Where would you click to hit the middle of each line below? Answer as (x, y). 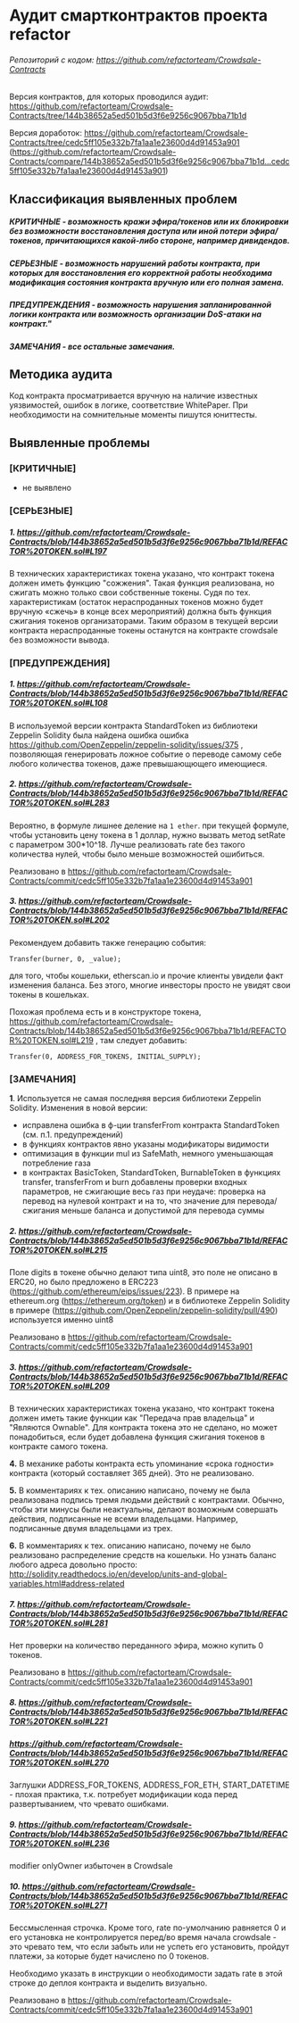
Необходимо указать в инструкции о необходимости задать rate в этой (146, 1974)
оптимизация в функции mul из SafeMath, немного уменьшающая (148, 1154)
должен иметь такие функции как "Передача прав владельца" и (132, 1418)
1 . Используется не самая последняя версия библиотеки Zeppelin (135, 1099)
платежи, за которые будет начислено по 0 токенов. (109, 1956)
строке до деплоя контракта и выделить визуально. (108, 1983)
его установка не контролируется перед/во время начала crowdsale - (143, 1937)
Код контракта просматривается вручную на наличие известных (134, 396)
